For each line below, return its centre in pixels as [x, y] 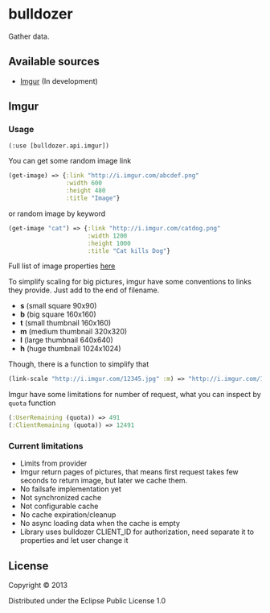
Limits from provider [53, 463]
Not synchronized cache [61, 498]
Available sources [54, 62]
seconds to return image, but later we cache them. [104, 481]
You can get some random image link [70, 161]
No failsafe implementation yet [71, 489]
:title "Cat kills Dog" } [129, 251]
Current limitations [46, 445]
